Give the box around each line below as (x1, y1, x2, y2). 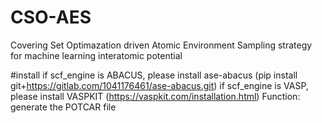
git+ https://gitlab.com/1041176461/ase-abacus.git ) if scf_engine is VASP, (10, 79, 309, 91)
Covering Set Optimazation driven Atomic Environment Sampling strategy (10, 39, 313, 51)
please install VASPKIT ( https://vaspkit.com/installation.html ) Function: (10, 90, 301, 102)
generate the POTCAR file (10, 101, 117, 113)
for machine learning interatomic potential (10, 49, 183, 61)
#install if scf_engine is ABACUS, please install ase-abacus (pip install (10, 69, 298, 81)
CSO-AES (10, 6, 92, 29)
